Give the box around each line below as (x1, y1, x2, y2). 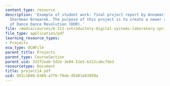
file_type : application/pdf (5, 31, 65, 36)
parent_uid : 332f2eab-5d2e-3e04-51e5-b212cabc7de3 (5, 59, 114, 64)
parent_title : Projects (5, 50, 56, 55)
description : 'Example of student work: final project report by (5, 12, 146, 17)
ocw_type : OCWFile (5, 45, 44, 50)
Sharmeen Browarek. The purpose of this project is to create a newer (10, 17, 162, 22)
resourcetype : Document (5, 64, 56, 69)
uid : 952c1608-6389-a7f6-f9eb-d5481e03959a (5, 73, 99, 78)
